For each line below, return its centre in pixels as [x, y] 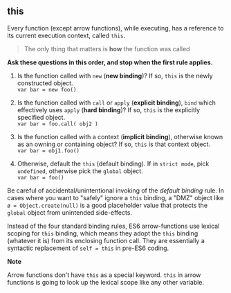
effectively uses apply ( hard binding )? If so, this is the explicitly [109, 109]
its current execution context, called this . [66, 35]
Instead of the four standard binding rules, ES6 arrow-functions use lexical [113, 226]
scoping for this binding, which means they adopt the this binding [103, 233]
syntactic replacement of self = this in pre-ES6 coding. [88, 248]
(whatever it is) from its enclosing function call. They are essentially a [106, 240]
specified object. [41, 117]
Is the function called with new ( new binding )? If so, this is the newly [115, 76]
